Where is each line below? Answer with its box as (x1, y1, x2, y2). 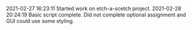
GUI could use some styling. (6, 18, 75, 24)
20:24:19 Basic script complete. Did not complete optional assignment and (6, 11, 186, 18)
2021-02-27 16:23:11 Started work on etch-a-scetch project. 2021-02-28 (6, 5, 181, 12)
